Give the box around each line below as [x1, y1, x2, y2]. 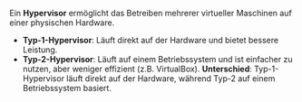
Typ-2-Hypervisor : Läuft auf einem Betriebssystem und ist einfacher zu [22, 54, 293, 64]
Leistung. [22, 44, 58, 55]
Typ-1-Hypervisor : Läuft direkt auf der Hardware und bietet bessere [22, 35, 279, 45]
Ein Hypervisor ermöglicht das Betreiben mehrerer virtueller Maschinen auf [9, 8, 292, 18]
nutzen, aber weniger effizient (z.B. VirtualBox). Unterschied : [22, 63, 252, 74]
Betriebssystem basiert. [22, 83, 112, 93]
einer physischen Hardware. [9, 17, 115, 28]
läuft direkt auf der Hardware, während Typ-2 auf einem [66, 73, 276, 84]
